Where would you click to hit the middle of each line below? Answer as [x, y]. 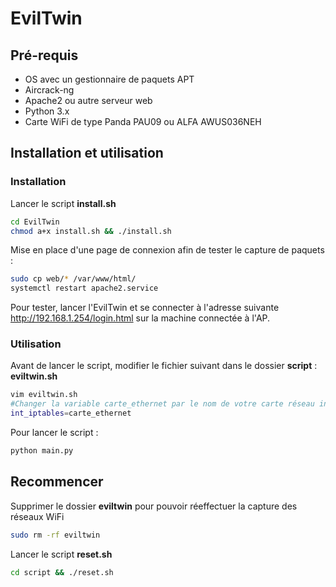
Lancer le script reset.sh [61, 554]
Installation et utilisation [87, 153]
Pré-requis [44, 55]
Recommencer [57, 482]
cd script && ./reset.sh [62, 572]
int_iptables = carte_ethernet [71, 413]
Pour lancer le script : [54, 433]
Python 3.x [47, 111]
